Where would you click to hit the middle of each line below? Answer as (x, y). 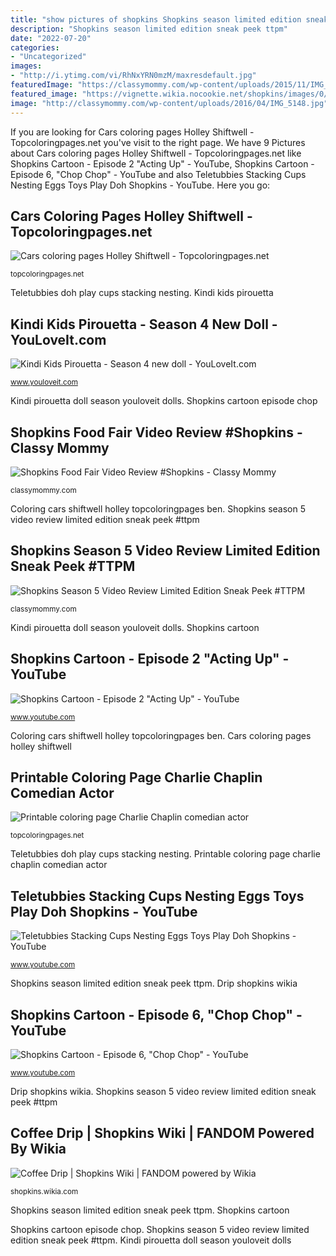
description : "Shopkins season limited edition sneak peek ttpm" (149, 29)
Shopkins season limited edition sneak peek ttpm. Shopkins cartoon (150, 1210)
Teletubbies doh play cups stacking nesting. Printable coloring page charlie (165, 854)
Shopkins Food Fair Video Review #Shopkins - (156, 432)
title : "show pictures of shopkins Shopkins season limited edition (156, 19)
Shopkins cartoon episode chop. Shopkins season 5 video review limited (160, 1229)
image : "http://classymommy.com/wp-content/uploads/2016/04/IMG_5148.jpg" (169, 103)
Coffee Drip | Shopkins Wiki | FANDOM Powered (162, 1133)
